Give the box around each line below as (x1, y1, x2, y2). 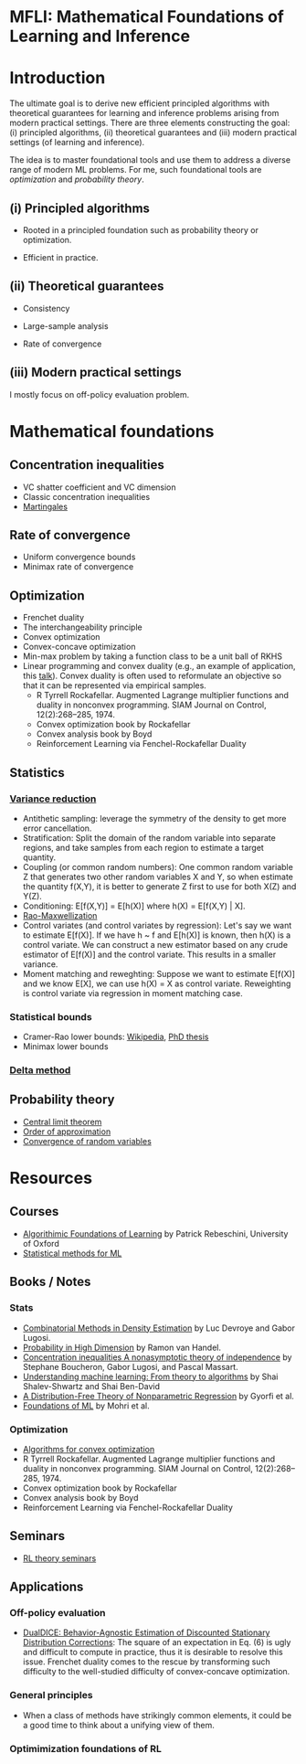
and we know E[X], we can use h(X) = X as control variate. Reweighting (22, 978, 291, 989)
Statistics (9, 765, 66, 781)
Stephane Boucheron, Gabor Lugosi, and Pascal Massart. (22, 1361, 239, 1372)
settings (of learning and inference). (9, 137, 145, 148)
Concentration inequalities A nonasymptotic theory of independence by (22, 1351, 292, 1363)
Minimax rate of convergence (22, 561, 134, 572)
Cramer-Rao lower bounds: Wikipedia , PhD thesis (22, 1031, 209, 1043)
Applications (9, 1579, 84, 1595)
